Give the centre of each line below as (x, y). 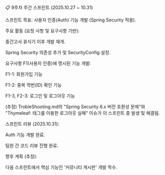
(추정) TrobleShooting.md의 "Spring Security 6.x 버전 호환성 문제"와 (75, 107)
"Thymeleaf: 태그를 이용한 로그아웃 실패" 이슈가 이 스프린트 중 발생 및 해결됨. (83, 113)
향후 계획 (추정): (21, 156)
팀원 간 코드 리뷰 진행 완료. (32, 145)
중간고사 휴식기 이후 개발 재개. (35, 42)
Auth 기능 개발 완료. (25, 135)
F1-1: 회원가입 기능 (24, 74)
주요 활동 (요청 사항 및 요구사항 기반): (43, 31)
